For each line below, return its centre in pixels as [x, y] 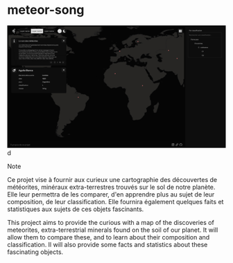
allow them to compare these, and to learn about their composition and [109, 237]
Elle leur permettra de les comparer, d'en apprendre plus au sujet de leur [111, 194]
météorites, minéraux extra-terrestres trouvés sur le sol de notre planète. [111, 187]
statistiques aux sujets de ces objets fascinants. [76, 209]
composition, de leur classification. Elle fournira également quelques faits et [115, 202]
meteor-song [46, 10]
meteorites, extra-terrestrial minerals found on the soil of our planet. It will [113, 230]
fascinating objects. [35, 252]
